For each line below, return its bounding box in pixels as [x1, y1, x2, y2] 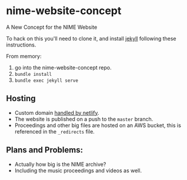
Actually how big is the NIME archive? [14, 161, 106, 168]
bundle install [14, 71, 52, 77]
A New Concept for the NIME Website [6, 24, 98, 31]
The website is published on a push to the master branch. [14, 115, 153, 122]
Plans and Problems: [6, 145, 84, 155]
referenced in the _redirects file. [14, 128, 95, 135]
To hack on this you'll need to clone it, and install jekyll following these [6, 35, 176, 42]
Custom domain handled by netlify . [14, 109, 99, 116]
